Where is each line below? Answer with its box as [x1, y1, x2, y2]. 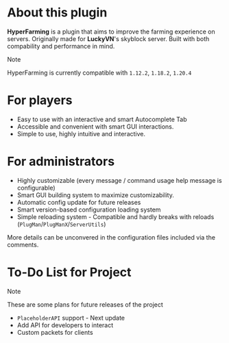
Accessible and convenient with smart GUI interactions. [16, 122, 174, 131]
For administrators [7, 154, 115, 169]
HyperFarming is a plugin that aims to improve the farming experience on [7, 27, 215, 36]
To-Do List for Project [7, 265, 132, 280]
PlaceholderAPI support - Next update [16, 314, 125, 322]
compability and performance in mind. [7, 42, 115, 50]
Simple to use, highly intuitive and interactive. [16, 129, 146, 138]
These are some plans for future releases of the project [7, 300, 163, 309]
